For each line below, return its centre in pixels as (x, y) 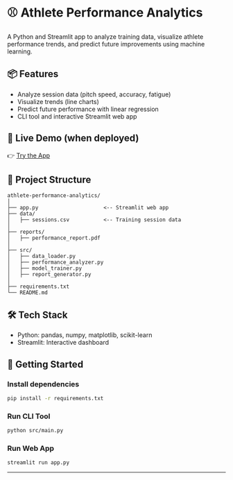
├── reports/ (26, 232)
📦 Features (33, 74)
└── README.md (28, 293)
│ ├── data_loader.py (42, 257)
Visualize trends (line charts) (58, 101)
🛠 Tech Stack (37, 315)
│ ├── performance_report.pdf (54, 238)
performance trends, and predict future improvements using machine (106, 44)
